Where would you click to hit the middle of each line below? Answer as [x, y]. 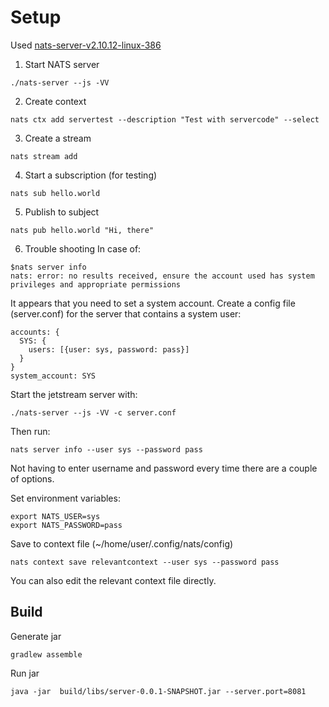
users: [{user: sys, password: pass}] [109, 349]
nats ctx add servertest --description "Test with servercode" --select [165, 119]
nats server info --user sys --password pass [106, 449]
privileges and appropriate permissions [96, 284]
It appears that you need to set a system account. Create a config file [153, 303]
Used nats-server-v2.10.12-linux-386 [86, 45]
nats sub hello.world [55, 193]
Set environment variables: [65, 498]
